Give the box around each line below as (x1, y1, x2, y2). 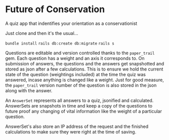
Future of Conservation (5, 4, 105, 15)
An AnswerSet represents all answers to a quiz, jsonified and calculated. (5, 97, 154, 103)
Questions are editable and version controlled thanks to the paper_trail (5, 50, 155, 56)
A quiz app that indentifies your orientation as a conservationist (5, 20, 138, 26)
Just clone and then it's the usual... (5, 30, 78, 36)
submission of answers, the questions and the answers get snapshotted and (5, 60, 164, 66)
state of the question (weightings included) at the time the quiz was (5, 71, 146, 77)
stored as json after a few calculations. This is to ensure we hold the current (5, 66, 163, 72)
